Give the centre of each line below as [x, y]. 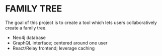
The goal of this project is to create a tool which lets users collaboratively [81, 22]
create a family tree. [26, 27]
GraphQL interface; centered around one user [60, 42]
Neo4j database [29, 37]
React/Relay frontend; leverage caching [54, 48]
